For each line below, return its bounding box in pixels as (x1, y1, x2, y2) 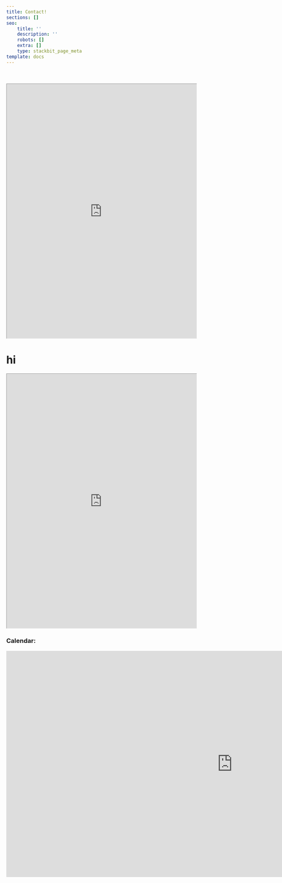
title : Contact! (6, 8, 47, 15)
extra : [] (17, 43, 42, 49)
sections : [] (6, 14, 39, 21)
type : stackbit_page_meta (17, 48, 83, 54)
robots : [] (17, 37, 45, 43)
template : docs (6, 54, 45, 60)
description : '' (17, 31, 58, 37)
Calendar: (6, 637, 36, 645)
